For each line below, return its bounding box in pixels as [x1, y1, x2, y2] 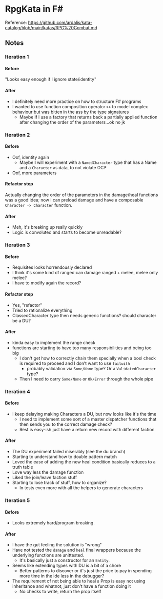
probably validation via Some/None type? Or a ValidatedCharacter [26, 365, 156, 371]
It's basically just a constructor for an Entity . [19, 558, 110, 563]
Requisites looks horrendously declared [12, 264, 92, 270]
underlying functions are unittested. [12, 552, 84, 558]
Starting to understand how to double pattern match [12, 454, 117, 459]
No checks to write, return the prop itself [19, 589, 102, 595]
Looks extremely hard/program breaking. [12, 520, 95, 526]
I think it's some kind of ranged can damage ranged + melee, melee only [12, 270, 158, 276]
